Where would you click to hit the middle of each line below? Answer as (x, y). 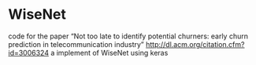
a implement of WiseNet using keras (109, 52)
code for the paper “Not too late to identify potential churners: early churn (128, 36)
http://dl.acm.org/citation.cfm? (195, 44)
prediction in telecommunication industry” (76, 44)
